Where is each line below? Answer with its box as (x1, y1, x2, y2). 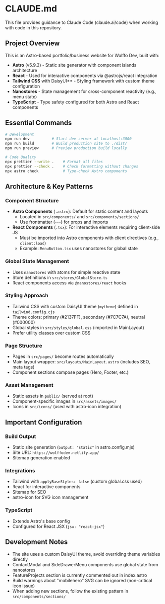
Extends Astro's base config (12, 518, 70, 524)
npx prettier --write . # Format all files (5, 159, 103, 164)
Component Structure (5, 197, 59, 204)
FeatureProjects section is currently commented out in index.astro (12, 572, 147, 578)
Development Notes (5, 538, 68, 546)
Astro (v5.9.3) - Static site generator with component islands (12, 62, 137, 68)
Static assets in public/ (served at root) (12, 393, 93, 399)
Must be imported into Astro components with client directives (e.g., (19, 235, 159, 241)
